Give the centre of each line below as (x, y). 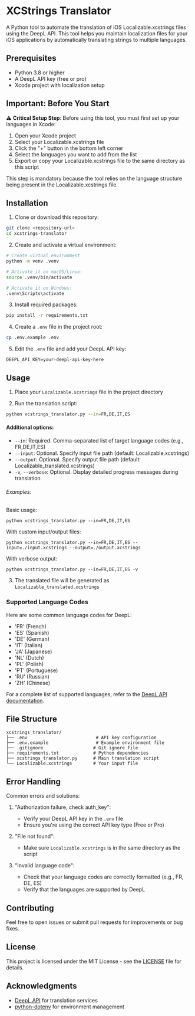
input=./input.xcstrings (37, 548)
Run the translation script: (46, 403)
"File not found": (34, 837)
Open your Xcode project (45, 135)
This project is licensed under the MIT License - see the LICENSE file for (94, 961)
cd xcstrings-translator (37, 234)
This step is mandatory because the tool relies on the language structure (94, 178)
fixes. (13, 928)
